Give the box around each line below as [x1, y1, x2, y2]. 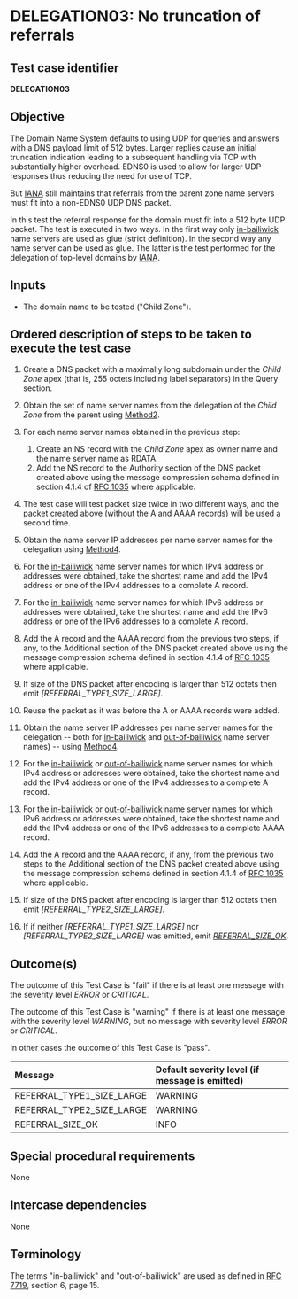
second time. [22, 517, 71, 528]
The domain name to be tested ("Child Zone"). [22, 301, 192, 312]
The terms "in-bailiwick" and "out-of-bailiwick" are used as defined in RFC [10, 1270, 282, 1281]
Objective [10, 109, 65, 125]
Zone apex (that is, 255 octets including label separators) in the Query [22, 374, 279, 385]
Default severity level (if [155, 1063, 260, 1076]
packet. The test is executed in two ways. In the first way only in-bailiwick [10, 223, 279, 234]
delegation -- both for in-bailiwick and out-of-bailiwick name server [22, 732, 270, 743]
